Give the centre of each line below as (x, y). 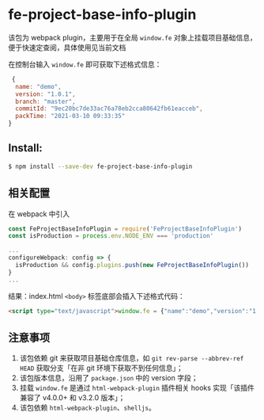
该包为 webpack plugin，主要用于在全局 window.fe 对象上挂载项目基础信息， (132, 37)
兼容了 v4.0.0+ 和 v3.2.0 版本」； (72, 398)
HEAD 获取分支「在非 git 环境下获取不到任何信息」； (101, 368)
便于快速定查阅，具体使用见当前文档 (67, 47)
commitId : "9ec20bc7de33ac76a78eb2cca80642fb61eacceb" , (109, 109)
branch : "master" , (46, 101)
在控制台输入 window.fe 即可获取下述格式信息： (85, 64)
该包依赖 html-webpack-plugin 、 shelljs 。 (87, 408)
